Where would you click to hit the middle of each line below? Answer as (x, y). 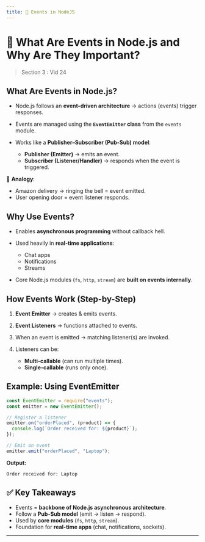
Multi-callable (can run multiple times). (74, 361)
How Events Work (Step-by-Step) (71, 299)
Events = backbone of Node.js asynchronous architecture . (91, 507)
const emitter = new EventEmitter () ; (54, 406)
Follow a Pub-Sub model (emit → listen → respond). (81, 514)
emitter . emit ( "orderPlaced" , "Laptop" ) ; (59, 451)
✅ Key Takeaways (41, 493)
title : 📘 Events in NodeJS (41, 12)
